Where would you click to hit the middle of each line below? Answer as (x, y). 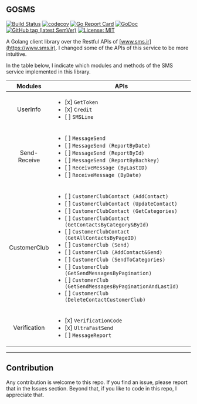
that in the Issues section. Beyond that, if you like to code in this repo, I (91, 388)
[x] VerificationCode (93, 320)
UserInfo (29, 109)
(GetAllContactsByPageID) (101, 238)
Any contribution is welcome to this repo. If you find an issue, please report (97, 382)
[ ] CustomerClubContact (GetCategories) (121, 211)
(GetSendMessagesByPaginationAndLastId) (121, 286)
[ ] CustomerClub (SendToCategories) (115, 259)
